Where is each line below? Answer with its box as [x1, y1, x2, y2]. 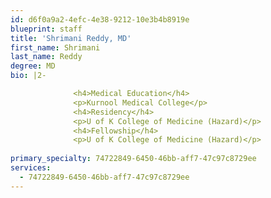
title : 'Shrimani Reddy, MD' [10, 33, 132, 43]
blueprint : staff [10, 24, 83, 34]
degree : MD [10, 61, 56, 71]
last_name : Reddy [10, 52, 83, 62]
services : [10, 163, 52, 173]
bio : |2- [10, 71, 47, 81]
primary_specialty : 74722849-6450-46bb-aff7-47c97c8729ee [10, 154, 257, 164]
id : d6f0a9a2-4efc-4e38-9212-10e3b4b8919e [10, 14, 190, 25]
